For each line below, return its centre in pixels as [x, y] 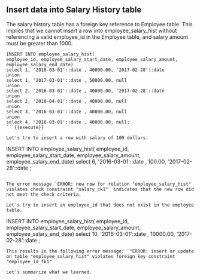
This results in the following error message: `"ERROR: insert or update [100, 251]
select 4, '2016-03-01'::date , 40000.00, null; [68, 122]
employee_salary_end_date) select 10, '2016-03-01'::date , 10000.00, [91, 234]
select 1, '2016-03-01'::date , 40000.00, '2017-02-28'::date [85, 70]
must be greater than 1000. [40, 43]
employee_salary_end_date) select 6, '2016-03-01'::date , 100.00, [86, 161]
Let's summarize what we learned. [49, 272]
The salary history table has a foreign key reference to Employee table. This [99, 24]
